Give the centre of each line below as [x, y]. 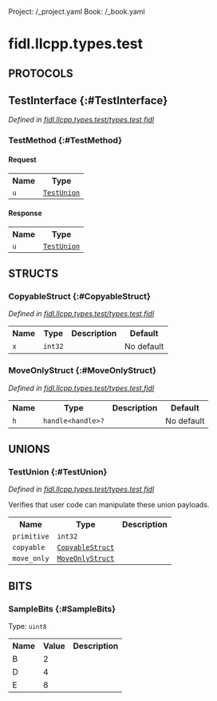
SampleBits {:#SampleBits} [62, 609]
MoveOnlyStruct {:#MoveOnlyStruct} [83, 371]
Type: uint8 [28, 627]
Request [23, 159]
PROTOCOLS [41, 73]
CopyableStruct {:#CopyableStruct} [80, 297]
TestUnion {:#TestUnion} [58, 472]
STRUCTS [33, 274]
